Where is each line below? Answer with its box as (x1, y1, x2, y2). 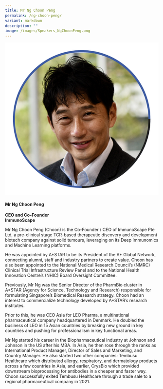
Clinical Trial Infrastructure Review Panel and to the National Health (5, 267, 140, 273)
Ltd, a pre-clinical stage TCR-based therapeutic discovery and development (5, 232, 157, 238)
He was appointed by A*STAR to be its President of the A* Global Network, (5, 252, 156, 258)
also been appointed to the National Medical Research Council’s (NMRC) (5, 262, 150, 268)
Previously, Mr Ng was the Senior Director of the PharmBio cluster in (5, 282, 143, 288)
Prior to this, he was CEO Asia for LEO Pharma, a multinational (5, 312, 130, 318)
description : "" (5, 23, 38, 28)
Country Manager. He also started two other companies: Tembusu (5, 353, 138, 359)
